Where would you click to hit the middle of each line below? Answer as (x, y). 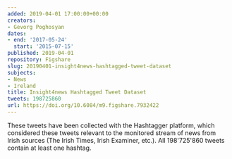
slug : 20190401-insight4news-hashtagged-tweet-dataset (90, 66)
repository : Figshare (39, 60)
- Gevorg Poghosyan (36, 27)
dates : (17, 33)
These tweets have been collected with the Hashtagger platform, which (111, 125)
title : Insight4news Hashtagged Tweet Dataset (77, 92)
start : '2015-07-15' (44, 46)
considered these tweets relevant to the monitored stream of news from (112, 133)
